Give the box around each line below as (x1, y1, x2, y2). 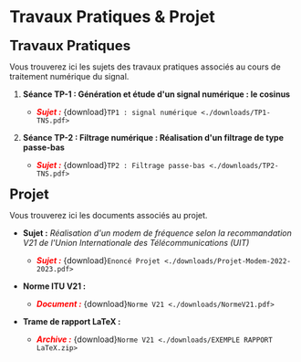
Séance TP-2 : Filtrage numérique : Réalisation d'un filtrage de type (22, 132, 285, 143)
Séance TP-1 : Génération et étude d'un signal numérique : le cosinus (22, 89, 290, 100)
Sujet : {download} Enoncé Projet (36, 254, 161, 266)
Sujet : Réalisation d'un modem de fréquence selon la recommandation (22, 227, 292, 239)
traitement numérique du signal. (9, 70, 130, 81)
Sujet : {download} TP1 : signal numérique (36, 106, 198, 117)
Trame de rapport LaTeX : (22, 315, 121, 326)
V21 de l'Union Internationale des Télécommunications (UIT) (22, 237, 250, 248)
